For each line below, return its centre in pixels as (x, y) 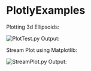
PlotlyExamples (46, 10)
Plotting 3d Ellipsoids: (33, 27)
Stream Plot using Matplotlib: (42, 50)
